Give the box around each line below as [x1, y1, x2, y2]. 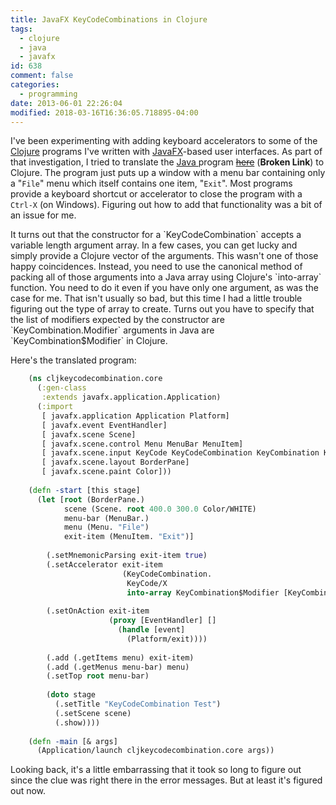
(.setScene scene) [54, 708, 132, 718]
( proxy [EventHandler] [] [108, 616, 217, 626]
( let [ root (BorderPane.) [36, 494, 145, 505]
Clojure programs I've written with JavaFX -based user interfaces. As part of [10, 146, 323, 158]
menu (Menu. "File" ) [63, 522, 150, 533]
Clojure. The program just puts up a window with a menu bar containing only [10, 167, 326, 179]
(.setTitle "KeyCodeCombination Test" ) [54, 699, 222, 709]
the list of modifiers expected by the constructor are [10, 314, 225, 326]
